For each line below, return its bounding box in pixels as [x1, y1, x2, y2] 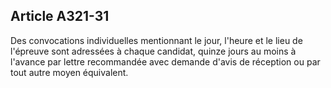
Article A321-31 [10, 8, 110, 25]
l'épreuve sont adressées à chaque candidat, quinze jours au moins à [10, 45, 297, 57]
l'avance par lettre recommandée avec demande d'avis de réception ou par [10, 55, 321, 68]
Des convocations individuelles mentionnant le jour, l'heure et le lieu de [10, 34, 303, 46]
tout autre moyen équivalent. [10, 66, 129, 78]
